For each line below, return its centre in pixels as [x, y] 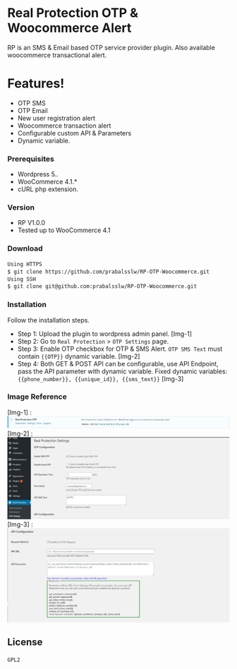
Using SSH [22, 279]
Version [21, 207]
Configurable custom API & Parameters [74, 133]
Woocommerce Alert [69, 28]
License [25, 643]
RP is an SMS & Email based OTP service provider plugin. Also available [111, 47]
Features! [36, 84]
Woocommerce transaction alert [64, 126]
